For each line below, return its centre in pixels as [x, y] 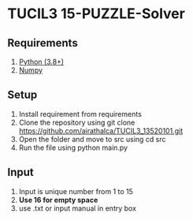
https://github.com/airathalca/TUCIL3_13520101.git [100, 130]
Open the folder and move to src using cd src [92, 139]
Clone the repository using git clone [77, 122]
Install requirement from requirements [80, 114]
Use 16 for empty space [58, 200]
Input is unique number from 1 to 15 [76, 191]
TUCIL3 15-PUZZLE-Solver [96, 14]
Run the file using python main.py [73, 148]
